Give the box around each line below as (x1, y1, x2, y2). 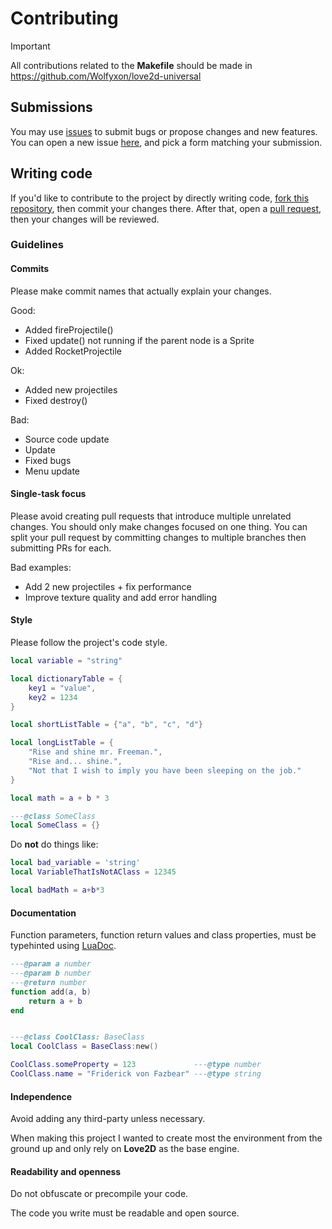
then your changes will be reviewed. (10, 213, 160, 225)
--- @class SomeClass (10, 811, 97, 821)
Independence (10, 1090, 73, 1102)
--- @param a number (10, 959, 92, 969)
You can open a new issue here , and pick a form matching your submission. (10, 136, 323, 148)
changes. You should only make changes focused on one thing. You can (10, 520, 308, 532)
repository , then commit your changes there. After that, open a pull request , (10, 202, 322, 214)
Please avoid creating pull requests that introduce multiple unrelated (10, 510, 292, 522)
